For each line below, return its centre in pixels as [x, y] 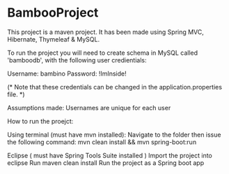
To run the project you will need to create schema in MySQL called [103, 53]
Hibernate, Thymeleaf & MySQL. [53, 39]
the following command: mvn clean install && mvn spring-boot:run [102, 142]
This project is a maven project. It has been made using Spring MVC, [105, 32]
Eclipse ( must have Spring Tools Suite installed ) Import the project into [110, 155]
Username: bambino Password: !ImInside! [67, 73]
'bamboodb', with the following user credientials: [77, 60]
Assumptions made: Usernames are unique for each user [89, 107]
